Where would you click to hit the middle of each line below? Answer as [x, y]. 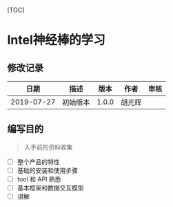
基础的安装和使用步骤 [47, 170]
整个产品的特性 [38, 161]
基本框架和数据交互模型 [50, 188]
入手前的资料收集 [48, 147]
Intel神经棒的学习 [56, 40]
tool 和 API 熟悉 [39, 179]
